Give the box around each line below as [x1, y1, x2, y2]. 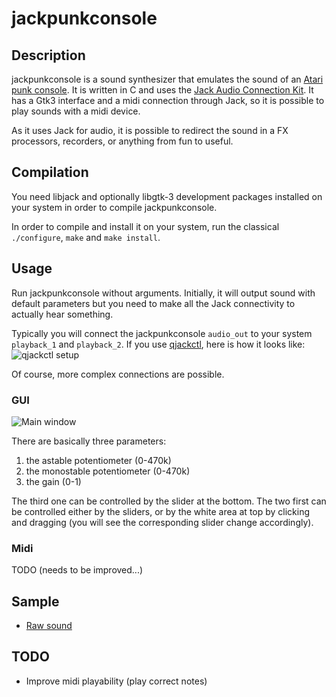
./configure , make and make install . [11, 231, 161, 243]
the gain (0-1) [25, 475, 82, 487]
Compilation [11, 164, 89, 181]
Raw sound [25, 620, 73, 632]
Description [11, 47, 86, 64]
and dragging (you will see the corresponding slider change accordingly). [11, 516, 314, 528]
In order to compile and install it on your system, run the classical [11, 220, 280, 232]
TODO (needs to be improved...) [11, 564, 144, 576]
